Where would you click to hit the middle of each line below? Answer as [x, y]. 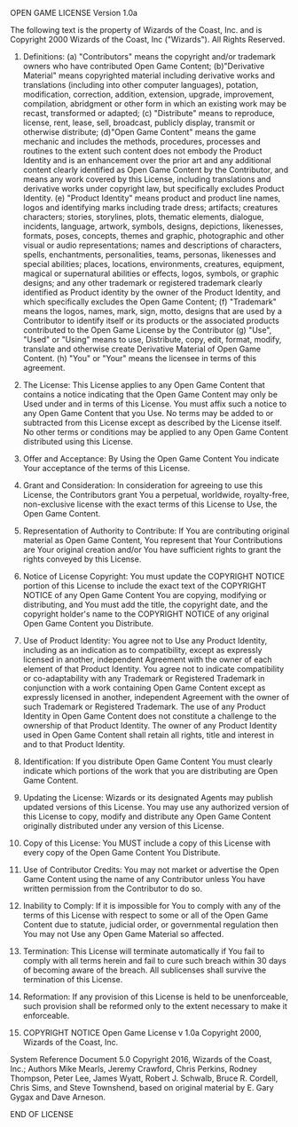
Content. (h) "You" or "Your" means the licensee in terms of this [139, 358]
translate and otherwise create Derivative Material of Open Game [141, 349]
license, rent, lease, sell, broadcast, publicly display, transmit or [139, 122]
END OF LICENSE [42, 1114]
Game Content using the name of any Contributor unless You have [144, 879]
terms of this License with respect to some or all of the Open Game [145, 915]
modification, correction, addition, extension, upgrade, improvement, [149, 94]
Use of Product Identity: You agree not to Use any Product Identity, [145, 641]
